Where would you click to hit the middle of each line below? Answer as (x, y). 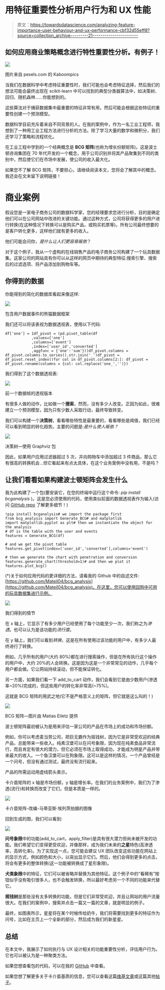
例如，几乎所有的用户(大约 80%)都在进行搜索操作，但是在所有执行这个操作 (81, 657)
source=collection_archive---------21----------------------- (78, 35)
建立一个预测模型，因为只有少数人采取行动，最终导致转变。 (65, 410)
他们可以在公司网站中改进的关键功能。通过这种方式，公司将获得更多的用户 (80, 218)
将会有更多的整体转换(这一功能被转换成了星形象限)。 (58, 863)
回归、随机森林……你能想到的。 (37, 97)
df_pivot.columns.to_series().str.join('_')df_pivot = (62, 355)
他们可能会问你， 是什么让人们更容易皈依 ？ (48, 241)
